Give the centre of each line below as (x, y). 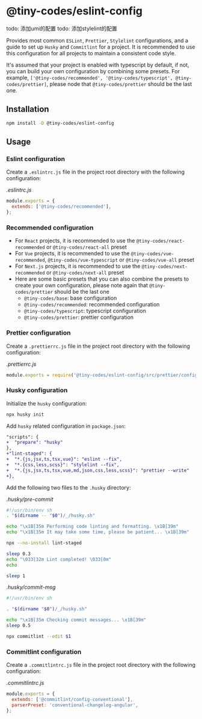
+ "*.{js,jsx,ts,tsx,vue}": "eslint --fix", (64, 460)
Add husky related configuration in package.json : (66, 426)
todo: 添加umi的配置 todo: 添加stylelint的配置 (62, 28)
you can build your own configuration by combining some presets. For (93, 71)
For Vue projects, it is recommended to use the (72, 253)
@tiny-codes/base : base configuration (70, 298)
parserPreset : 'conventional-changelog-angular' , (75, 705)
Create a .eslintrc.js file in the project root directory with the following (96, 172)
